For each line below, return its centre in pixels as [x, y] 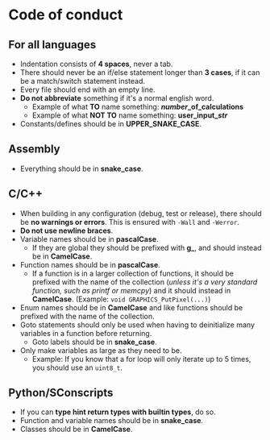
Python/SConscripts [61, 393]
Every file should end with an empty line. [87, 89]
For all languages [52, 45]
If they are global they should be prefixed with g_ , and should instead [147, 247]
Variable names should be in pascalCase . [89, 239]
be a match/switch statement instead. [83, 81]
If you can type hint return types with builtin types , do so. [118, 412]
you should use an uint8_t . [77, 367]
